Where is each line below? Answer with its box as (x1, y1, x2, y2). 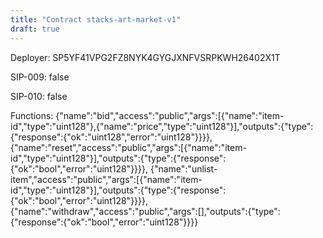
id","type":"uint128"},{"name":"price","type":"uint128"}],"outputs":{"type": (10, 120, 314, 132)
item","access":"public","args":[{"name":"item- (10, 173, 203, 185)
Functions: (10, 109, 54, 121)
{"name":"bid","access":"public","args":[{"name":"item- (55, 109, 285, 121)
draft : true (10, 24, 60, 34)
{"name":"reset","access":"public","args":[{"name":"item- (10, 141, 247, 153)
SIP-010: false (10, 90, 68, 102)
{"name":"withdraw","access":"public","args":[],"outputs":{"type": (10, 205, 281, 217)
